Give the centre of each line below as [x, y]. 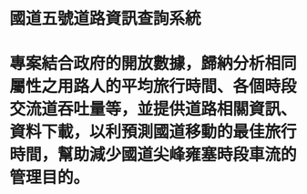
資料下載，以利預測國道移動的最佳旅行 [153, 132]
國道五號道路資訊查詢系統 [106, 19]
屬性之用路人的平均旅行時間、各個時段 [153, 87]
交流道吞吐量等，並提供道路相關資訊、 [153, 109]
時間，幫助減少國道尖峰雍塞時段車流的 [153, 155]
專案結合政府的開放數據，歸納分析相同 [153, 64]
